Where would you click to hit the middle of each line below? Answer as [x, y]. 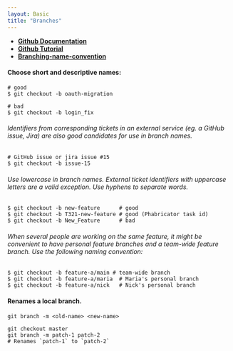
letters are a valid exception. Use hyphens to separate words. [98, 187]
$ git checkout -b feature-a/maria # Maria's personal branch [103, 279]
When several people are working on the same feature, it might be [105, 236]
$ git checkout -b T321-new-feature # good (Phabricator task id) [108, 215]
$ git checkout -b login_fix [51, 112]
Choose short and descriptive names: [64, 73]
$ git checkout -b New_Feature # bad [71, 221]
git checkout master [38, 329]
